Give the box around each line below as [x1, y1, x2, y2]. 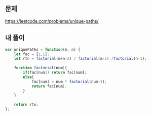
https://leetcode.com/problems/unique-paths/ [5, 18, 99, 24]
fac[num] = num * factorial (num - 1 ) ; [31, 79, 107, 84]
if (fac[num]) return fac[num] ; [23, 70, 87, 75]
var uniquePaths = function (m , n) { [5, 47, 80, 52]
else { [23, 75, 35, 79]
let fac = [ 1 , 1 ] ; [14, 51, 50, 57]
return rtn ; [14, 102, 38, 107]
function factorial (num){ [14, 66, 68, 71]
